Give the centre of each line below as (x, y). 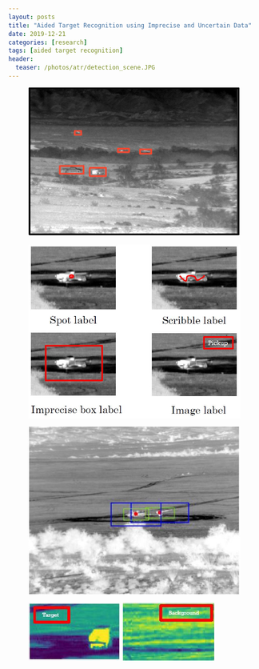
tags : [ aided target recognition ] (66, 51)
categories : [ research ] (48, 42)
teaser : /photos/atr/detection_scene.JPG (86, 68)
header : (21, 59)
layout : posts (32, 17)
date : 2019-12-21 (37, 34)
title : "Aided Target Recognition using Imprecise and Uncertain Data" (130, 25)
